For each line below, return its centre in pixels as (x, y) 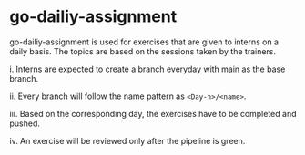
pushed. (25, 123)
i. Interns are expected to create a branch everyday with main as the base (147, 69)
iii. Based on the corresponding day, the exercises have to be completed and (153, 113)
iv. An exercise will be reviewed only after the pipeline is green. (127, 140)
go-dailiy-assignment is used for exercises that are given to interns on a (144, 42)
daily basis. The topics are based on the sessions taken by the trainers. (142, 51)
